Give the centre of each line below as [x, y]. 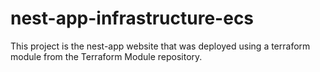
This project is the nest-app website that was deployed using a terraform [160, 46]
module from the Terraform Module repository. [106, 56]
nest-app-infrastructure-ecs [132, 18]
